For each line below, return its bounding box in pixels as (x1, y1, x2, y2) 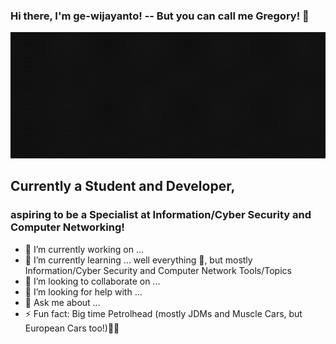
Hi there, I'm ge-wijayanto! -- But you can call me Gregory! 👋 (10, 9, 310, 23)
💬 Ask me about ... (24, 296, 101, 308)
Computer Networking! (10, 220, 125, 234)
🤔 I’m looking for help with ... (24, 285, 143, 298)
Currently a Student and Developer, (10, 178, 236, 195)
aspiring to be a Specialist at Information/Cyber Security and (10, 208, 312, 222)
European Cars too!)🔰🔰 (24, 322, 120, 334)
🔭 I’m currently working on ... (24, 243, 144, 255)
